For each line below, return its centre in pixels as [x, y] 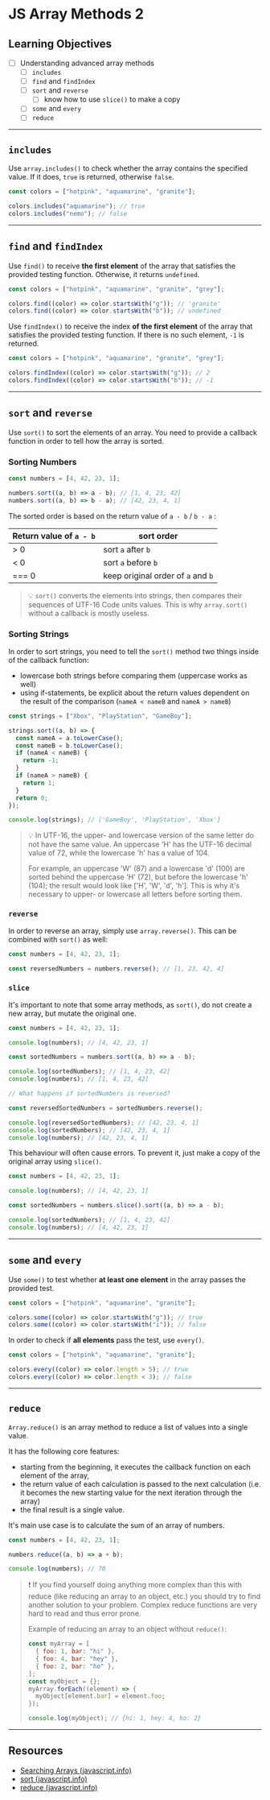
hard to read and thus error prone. [84, 1614]
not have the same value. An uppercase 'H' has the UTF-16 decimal [139, 844]
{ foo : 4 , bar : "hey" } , [77, 1659]
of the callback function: [49, 660]
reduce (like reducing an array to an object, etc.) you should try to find [144, 1596]
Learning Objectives [60, 44]
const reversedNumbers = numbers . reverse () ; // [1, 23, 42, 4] [117, 968]
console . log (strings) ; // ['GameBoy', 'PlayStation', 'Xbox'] [115, 820]
